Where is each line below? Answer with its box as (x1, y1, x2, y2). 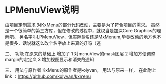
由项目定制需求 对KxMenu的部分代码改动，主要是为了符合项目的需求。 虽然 (5, 22, 160, 28)
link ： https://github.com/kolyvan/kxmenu (5, 73, 91, 79)
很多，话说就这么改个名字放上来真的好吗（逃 (9, 40, 101, 46)
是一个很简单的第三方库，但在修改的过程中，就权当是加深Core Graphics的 (5, 28, 157, 33)
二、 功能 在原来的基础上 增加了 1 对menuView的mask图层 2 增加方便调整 (5, 50, 156, 56)
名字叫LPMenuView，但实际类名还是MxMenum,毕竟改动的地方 (23, 34, 153, 40)
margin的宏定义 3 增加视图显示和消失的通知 (5, 56, 94, 62)
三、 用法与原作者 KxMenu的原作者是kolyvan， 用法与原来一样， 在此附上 (5, 67, 157, 73)
